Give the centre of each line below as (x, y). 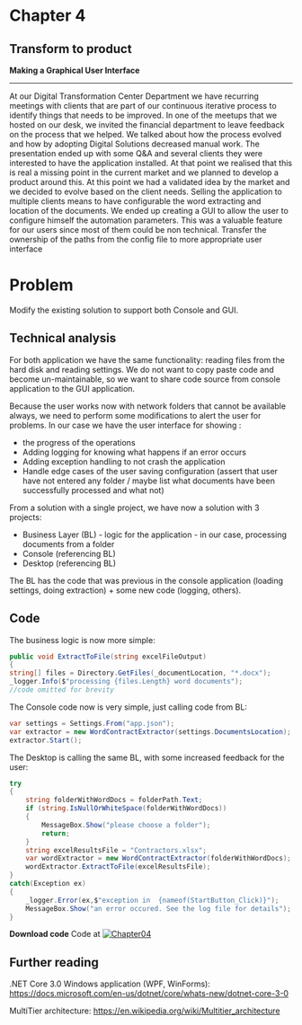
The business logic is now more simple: (82, 640)
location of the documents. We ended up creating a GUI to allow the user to (149, 211)
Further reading (54, 962)
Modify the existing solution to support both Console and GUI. (124, 310)
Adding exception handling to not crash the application (124, 461)
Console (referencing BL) (69, 553)
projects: (26, 517)
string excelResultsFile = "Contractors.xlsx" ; (116, 850)
